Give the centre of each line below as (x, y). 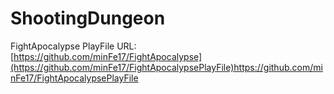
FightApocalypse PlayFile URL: (73, 46)
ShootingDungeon (88, 18)
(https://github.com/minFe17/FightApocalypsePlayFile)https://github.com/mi (166, 67)
